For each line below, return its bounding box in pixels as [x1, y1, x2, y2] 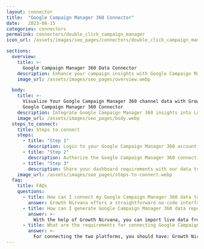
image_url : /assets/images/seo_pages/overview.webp [17, 76, 151, 82]
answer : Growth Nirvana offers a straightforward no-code [28, 199, 178, 206]
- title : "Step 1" [22, 138, 69, 144]
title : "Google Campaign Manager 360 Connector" [6, 15, 135, 21]
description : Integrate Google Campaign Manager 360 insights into [17, 110, 191, 116]
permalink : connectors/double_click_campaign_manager [6, 32, 146, 38]
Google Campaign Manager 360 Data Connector [22, 65, 137, 71]
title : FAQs [17, 183, 47, 189]
